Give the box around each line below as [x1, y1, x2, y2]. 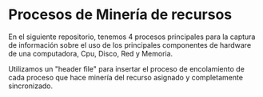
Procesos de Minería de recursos [8, 6, 233, 24]
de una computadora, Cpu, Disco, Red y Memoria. [8, 48, 173, 58]
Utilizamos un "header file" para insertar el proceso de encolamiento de [8, 64, 245, 73]
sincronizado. [8, 81, 54, 91]
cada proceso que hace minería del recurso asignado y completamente [8, 72, 244, 82]
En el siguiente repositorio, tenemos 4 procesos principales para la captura [8, 32, 256, 41]
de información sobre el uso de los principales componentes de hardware [8, 40, 252, 49]
